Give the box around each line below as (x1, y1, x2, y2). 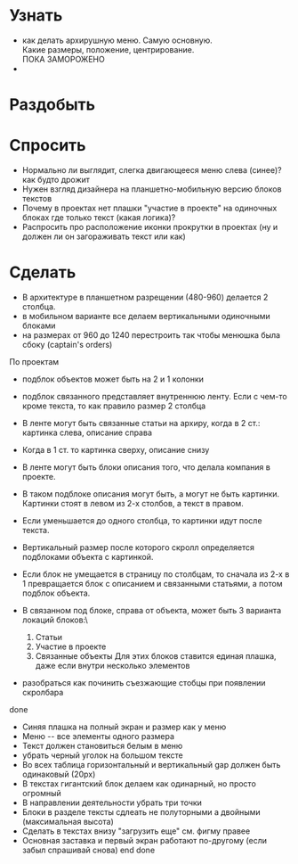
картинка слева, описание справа (21, 427, 153, 438)
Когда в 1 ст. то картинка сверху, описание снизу (21, 445, 210, 455)
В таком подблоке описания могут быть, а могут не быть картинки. (21, 489, 280, 499)
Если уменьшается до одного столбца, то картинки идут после (21, 515, 262, 526)
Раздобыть (9, 95, 96, 115)
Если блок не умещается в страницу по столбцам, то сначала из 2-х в (21, 569, 290, 580)
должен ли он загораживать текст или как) (21, 231, 187, 242)
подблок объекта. (21, 588, 91, 598)
